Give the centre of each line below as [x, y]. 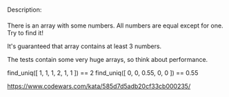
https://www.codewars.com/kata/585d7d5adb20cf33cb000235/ [99, 86]
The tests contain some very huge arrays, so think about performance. [108, 60]
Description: [24, 10]
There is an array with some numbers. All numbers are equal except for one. [115, 25]
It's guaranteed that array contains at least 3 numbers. [84, 46]
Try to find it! [25, 33]
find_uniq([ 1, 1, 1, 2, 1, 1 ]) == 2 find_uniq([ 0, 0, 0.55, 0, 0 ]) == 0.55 [103, 73]
